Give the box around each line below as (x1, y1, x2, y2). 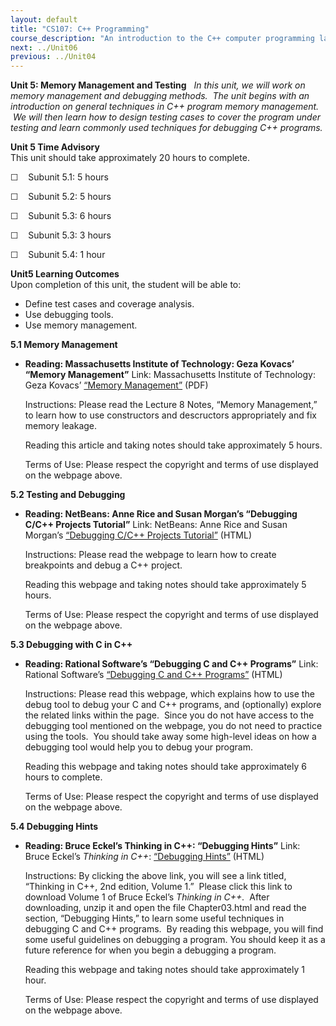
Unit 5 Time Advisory (10, 141, 100, 153)
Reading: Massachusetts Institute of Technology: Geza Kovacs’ (24, 358, 295, 370)
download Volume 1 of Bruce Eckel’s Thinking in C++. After (24, 891, 270, 903)
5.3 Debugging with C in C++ (10, 639, 133, 651)
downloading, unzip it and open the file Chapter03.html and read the (24, 902, 307, 914)
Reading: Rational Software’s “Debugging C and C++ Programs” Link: (24, 658, 319, 670)
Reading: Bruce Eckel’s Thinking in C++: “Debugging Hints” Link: (24, 840, 301, 852)
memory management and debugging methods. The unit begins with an (10, 90, 310, 102)
